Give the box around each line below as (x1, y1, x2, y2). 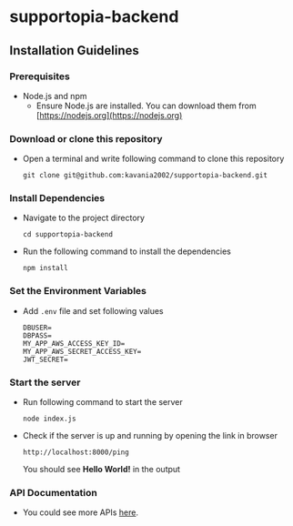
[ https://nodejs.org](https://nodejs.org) (35, 109, 183, 120)
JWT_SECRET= (22, 355, 68, 364)
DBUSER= (22, 323, 52, 332)
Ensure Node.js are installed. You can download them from (35, 100, 257, 111)
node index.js (22, 414, 76, 424)
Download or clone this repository (9, 132, 163, 145)
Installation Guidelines (9, 43, 139, 58)
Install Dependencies (9, 192, 106, 205)
